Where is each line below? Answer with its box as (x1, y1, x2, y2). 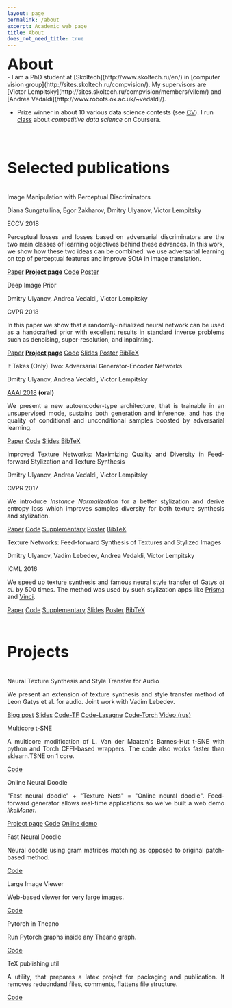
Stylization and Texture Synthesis (30, 457, 125, 466)
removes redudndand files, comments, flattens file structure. (7, 980, 178, 988)
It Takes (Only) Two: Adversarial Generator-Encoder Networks (7, 362, 183, 370)
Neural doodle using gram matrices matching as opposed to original (7, 846, 204, 855)
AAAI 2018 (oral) (7, 388, 55, 396)
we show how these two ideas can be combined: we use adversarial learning (7, 247, 224, 255)
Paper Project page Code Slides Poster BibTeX (7, 349, 139, 357)
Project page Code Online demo (7, 820, 98, 828)
